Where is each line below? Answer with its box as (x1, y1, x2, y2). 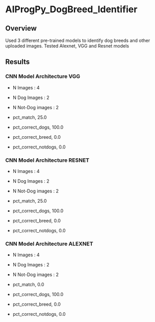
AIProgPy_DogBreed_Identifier (5, 4, 138, 15)
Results (5, 58, 30, 66)
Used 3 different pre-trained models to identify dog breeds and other (5, 37, 150, 43)
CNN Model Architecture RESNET (5, 157, 90, 164)
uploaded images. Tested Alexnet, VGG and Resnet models (5, 43, 129, 49)
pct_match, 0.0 (12, 282, 44, 288)
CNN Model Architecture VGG (5, 73, 81, 80)
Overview (5, 24, 37, 33)
